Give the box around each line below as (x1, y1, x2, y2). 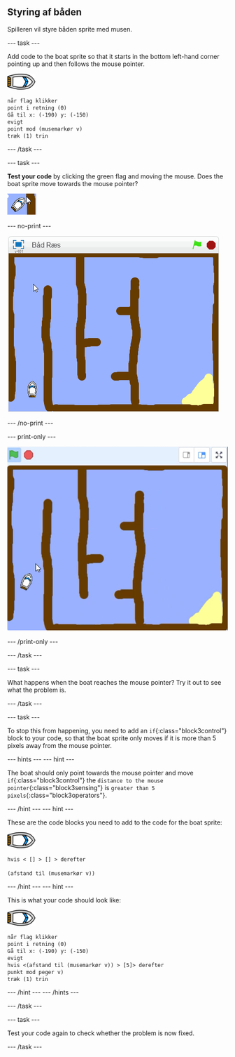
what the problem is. (7, 685, 66, 694)
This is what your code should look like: (7, 895, 121, 904)
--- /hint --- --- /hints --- (7, 987, 79, 997)
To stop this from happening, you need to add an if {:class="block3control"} (7, 726, 227, 735)
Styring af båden (7, 6, 83, 18)
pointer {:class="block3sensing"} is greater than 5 (7, 783, 155, 792)
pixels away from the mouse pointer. (7, 741, 112, 749)
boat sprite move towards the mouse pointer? (7, 179, 138, 188)
